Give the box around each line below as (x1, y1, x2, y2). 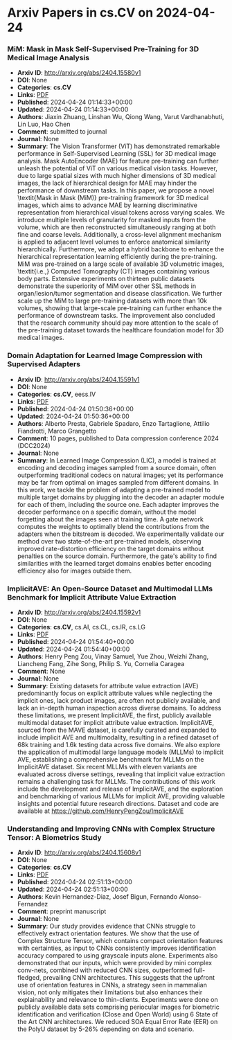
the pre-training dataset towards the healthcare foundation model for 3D (17, 326, 224, 334)
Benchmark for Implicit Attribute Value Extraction (7, 592, 177, 602)
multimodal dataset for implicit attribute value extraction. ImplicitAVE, (17, 719, 215, 727)
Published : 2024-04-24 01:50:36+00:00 (17, 404, 134, 413)
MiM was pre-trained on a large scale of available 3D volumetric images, (17, 260, 224, 268)
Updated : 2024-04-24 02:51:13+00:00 (17, 885, 128, 894)
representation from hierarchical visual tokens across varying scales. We (17, 208, 225, 217)
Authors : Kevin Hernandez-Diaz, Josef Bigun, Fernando (17, 893, 178, 901)
